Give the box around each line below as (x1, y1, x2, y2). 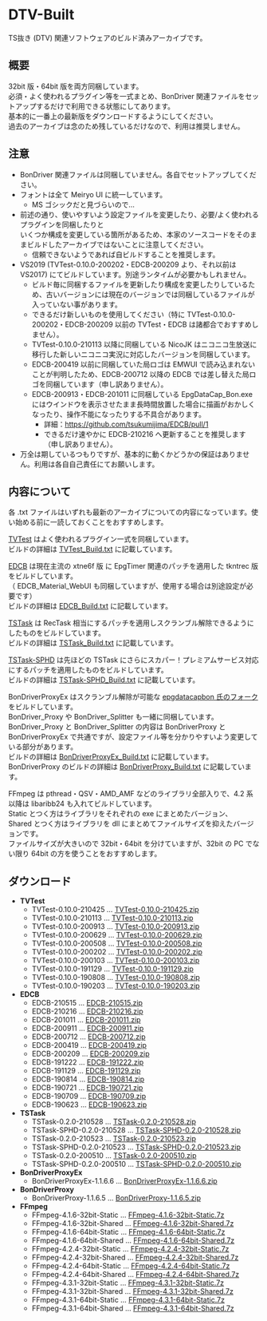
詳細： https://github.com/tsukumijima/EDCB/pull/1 (43, 419, 209, 429)
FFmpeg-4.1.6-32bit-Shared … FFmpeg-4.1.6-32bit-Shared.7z (31, 1219, 234, 1228)
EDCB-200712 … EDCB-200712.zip (31, 1032, 146, 1041)
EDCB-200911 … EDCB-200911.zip (31, 1024, 144, 1033)
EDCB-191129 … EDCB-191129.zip (31, 1066, 141, 1076)
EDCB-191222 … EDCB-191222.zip (31, 1057, 144, 1067)
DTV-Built (8, 6, 75, 24)
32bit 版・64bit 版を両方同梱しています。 (8, 81, 143, 91)
